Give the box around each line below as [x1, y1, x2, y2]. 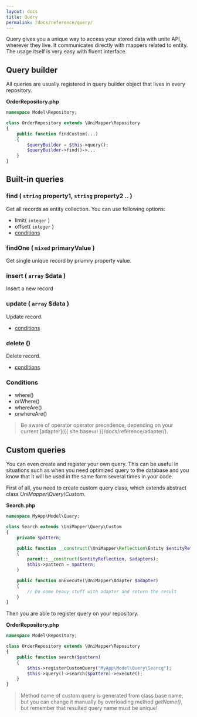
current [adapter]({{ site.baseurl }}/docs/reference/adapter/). [20, 428, 168, 435]
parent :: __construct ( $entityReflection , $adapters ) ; [27, 556, 159, 562]
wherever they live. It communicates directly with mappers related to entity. [6, 42, 188, 49]
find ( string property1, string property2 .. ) [6, 192, 133, 200]
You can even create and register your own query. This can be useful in [6, 461, 179, 468]
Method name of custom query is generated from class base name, [20, 692, 184, 699]
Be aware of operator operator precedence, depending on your [20, 422, 174, 429]
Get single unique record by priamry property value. [6, 257, 132, 264]
